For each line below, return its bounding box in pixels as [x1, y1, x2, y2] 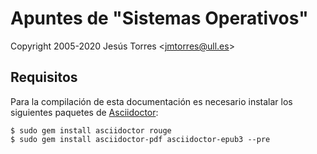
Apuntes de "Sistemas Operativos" [10, 7, 309, 30]
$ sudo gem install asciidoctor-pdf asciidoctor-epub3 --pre [10, 134, 271, 144]
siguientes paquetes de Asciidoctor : [10, 106, 159, 118]
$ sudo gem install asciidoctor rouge [10, 125, 172, 136]
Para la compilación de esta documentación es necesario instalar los [10, 95, 293, 107]
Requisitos [10, 69, 78, 86]
